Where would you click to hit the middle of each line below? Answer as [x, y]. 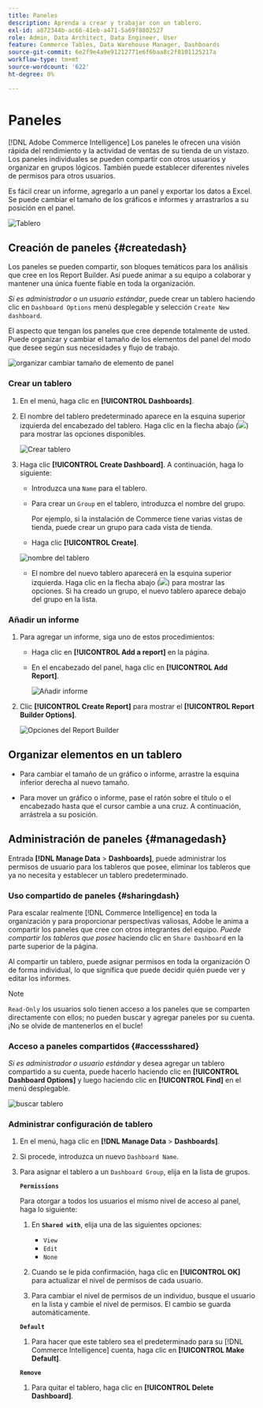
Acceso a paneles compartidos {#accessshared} [104, 1046]
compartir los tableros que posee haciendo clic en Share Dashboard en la [126, 937]
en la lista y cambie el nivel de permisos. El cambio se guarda [131, 1305]
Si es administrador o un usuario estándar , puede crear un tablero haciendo [132, 299]
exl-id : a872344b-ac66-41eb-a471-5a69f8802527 [86, 30]
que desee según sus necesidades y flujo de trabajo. [94, 347]
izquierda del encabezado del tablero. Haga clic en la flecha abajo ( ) [134, 425]
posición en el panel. [42, 208]
